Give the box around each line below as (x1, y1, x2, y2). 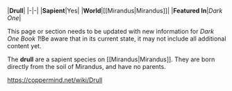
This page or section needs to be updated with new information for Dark (7, 28, 214, 35)
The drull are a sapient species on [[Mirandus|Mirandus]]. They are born (7, 55, 215, 63)
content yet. (7, 42, 42, 50)
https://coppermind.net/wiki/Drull (7, 76, 103, 84)
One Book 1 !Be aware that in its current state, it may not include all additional (7, 34, 226, 43)
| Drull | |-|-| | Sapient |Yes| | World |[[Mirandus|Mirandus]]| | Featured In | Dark (7, 7, 223, 14)
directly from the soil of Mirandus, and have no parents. (7, 63, 167, 70)
